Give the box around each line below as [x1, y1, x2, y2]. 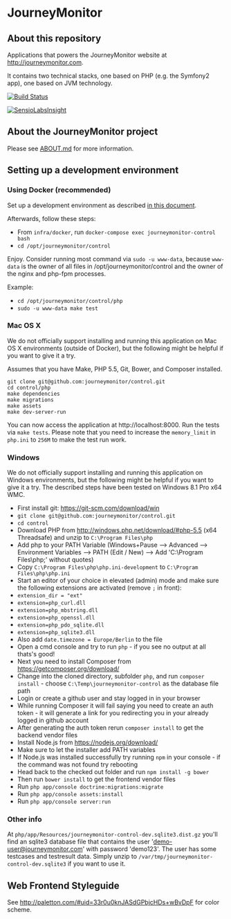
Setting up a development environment [7, 164, 179, 176]
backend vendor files [17, 731, 78, 739]
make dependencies [7, 390, 60, 397]
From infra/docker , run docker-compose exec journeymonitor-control [17, 227, 216, 236]
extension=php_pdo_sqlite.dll [17, 622, 105, 629]
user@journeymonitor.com [7, 845, 83, 853]
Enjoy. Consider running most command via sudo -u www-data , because [7, 254, 211, 263]
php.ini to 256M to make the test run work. [7, 435, 127, 444]
